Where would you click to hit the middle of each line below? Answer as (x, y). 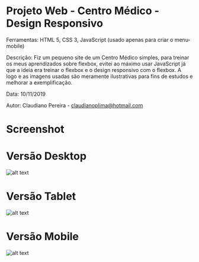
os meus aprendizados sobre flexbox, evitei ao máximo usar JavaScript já (96, 64)
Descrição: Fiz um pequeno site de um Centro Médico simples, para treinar (98, 57)
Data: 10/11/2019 (26, 94)
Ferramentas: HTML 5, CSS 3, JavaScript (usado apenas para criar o (90, 40)
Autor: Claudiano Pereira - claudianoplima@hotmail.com (75, 105)
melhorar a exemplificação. (39, 82)
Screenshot (35, 130)
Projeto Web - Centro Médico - (83, 11)
